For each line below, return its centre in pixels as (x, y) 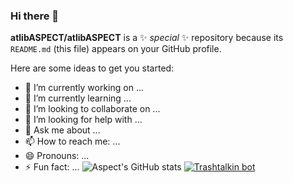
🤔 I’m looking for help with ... (83, 120)
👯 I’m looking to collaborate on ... (92, 109)
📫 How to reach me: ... (72, 141)
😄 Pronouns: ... (57, 156)
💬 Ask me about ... (62, 130)
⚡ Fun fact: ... (52, 167)
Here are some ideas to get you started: (92, 68)
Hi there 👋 (35, 16)
